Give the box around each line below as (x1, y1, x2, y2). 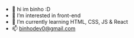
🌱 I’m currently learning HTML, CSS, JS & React (11, 18, 129, 25)
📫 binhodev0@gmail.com (11, 25, 76, 32)
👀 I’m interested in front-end (11, 12, 81, 19)
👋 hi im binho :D (11, 6, 51, 12)
